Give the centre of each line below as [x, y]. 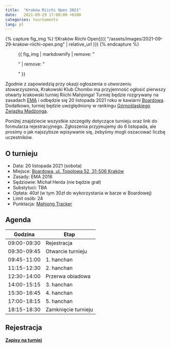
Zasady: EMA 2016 [33, 177]
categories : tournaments [32, 19]
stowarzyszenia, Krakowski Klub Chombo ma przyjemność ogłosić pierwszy [86, 90]
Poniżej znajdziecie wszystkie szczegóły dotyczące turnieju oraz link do [81, 121]
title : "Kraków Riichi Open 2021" [43, 10]
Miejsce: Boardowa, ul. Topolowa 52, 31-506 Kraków [68, 171]
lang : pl [15, 24]
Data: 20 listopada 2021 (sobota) [47, 166]
